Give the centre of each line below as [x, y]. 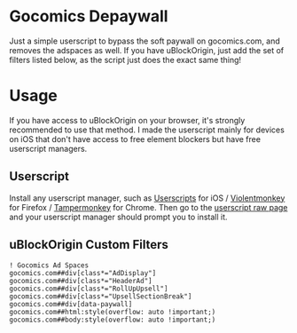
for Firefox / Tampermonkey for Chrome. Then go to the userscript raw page [148, 207]
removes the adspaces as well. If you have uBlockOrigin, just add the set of [147, 50]
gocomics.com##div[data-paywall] [71, 304]
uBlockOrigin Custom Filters [89, 245]
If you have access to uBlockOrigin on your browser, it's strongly [127, 120]
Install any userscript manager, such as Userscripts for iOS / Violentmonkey [147, 198]
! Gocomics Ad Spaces [49, 265]
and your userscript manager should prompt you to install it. [118, 217]
